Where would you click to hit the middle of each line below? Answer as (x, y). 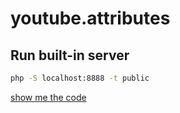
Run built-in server (70, 55)
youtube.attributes (90, 18)
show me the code (48, 97)
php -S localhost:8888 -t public (80, 78)
